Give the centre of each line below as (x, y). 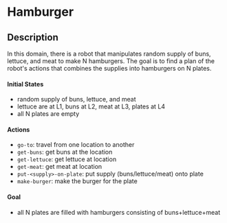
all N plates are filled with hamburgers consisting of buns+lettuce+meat (119, 212)
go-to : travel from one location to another (76, 145)
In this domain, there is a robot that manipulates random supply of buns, (109, 54)
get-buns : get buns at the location (65, 152)
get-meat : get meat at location (60, 167)
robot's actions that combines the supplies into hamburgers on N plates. (109, 68)
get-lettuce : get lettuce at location (67, 159)
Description (33, 37)
